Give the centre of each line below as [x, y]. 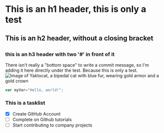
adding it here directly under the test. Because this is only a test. [71, 70]
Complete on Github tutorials [42, 119]
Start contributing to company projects [52, 125]
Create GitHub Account [36, 114]
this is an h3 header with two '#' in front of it [60, 54]
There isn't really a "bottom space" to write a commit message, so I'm [77, 65]
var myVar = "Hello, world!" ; [34, 90]
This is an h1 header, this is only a [76, 9]
